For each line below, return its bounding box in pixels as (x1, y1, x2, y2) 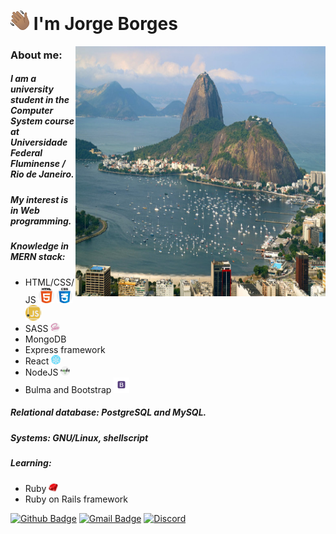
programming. (10, 215, 72, 227)
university (10, 83, 54, 95)
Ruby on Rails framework (24, 493, 128, 505)
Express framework (24, 343, 106, 355)
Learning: (10, 456, 52, 469)
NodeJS (24, 366, 59, 378)
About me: (10, 48, 63, 62)
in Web (10, 204, 40, 216)
